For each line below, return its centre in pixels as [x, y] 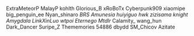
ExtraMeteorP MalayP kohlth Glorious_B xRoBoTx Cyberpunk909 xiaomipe [96, 8]
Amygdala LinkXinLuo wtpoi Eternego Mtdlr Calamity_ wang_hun [84, 21]
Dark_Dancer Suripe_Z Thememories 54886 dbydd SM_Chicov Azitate [91, 27]
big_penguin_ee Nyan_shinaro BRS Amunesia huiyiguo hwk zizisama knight [97, 15]
